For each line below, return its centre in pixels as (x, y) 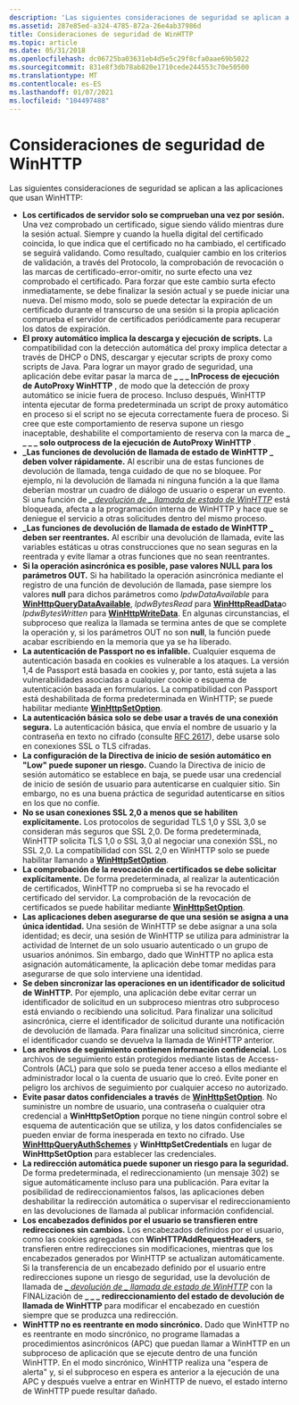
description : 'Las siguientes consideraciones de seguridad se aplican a (149, 17)
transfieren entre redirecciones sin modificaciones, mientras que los (148, 1249)
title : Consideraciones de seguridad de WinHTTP (101, 34)
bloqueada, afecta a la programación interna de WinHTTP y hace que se (155, 509)
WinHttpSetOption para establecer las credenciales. (119, 1154)
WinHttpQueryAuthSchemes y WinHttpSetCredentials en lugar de (147, 1144)
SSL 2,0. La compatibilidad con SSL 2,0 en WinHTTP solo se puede (146, 851)
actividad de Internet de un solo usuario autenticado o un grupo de (145, 945)
